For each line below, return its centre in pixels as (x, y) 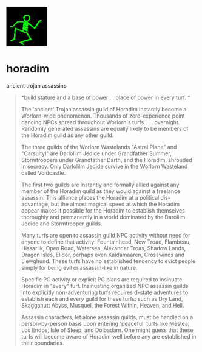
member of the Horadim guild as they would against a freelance (101, 191)
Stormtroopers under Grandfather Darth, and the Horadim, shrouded (106, 160)
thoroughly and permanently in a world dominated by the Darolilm (103, 217)
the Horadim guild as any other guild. (67, 135)
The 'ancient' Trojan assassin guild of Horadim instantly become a (104, 109)
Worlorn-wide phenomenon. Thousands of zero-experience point (103, 116)
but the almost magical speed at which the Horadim (115, 204)
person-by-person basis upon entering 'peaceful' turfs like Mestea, (105, 323)
